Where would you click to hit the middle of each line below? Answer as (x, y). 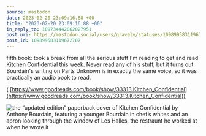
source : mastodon (29, 12)
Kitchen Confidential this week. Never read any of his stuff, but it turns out (100, 64)
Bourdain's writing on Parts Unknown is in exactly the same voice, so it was (102, 71)
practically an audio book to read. (49, 77)
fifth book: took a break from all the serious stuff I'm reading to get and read (102, 58)
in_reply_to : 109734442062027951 (49, 29)
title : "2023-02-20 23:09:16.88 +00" (55, 23)
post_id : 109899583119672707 (44, 40)
